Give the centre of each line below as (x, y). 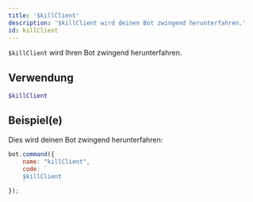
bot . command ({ (32, 154)
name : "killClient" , (56, 162)
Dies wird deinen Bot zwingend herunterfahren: (86, 139)
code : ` (35, 169)
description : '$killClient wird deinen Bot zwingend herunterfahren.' (127, 23)
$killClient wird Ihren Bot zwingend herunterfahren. (95, 53)
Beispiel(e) (35, 121)
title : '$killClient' (44, 15)
